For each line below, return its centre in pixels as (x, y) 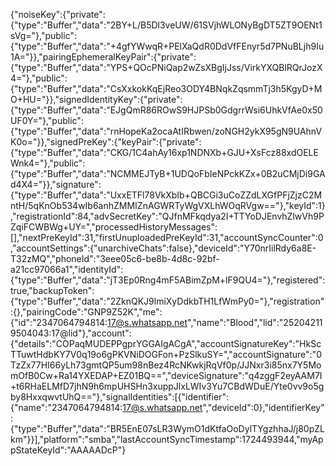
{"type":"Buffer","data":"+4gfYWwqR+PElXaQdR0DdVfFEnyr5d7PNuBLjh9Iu (167, 46)
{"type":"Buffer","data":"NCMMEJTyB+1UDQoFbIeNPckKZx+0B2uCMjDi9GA (168, 173)
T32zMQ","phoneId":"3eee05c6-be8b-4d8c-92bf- (115, 258)
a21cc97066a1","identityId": (67, 269)
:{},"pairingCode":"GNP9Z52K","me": (86, 312)
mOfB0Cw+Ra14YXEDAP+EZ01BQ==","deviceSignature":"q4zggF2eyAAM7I (166, 375)
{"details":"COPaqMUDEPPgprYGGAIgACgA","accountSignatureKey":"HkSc (166, 343)
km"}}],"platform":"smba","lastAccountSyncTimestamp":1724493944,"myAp (167, 439)
